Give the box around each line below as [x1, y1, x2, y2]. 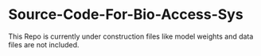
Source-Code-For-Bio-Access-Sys [8, 6, 244, 24]
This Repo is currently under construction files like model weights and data [8, 32, 254, 41]
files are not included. [8, 39, 80, 49]
